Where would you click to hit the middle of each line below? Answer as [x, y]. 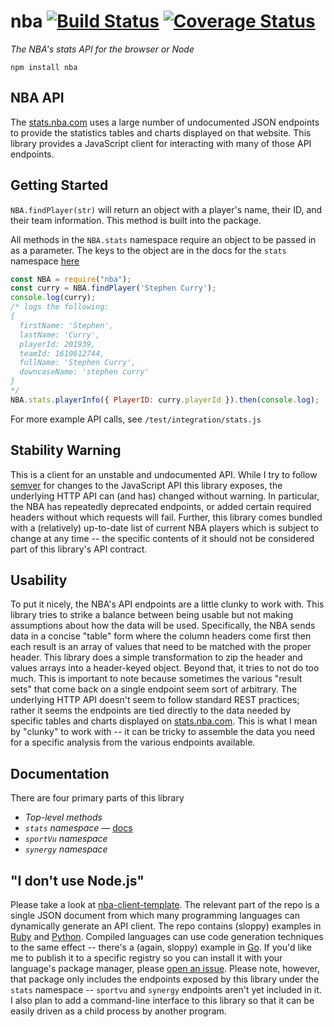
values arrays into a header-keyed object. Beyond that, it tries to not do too [165, 668]
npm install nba [44, 67]
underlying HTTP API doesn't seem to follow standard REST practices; [155, 700]
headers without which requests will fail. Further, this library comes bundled [166, 517]
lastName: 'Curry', [60, 335]
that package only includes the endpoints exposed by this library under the [165, 979]
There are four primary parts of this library [97, 798]
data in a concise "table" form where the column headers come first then [161, 636]
